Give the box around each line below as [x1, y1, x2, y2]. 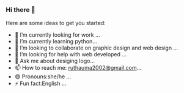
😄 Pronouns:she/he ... [14, 73, 72, 80]
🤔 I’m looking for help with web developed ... [14, 51, 127, 58]
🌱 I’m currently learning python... [14, 38, 97, 45]
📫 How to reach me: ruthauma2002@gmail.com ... [14, 64, 142, 72]
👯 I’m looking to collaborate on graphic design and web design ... [14, 44, 178, 51]
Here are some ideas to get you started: [6, 20, 106, 27]
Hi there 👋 [6, 6, 36, 14]
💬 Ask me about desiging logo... [14, 58, 95, 65]
